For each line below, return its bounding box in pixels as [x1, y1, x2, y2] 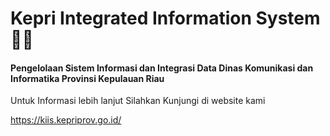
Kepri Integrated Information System [10, 7, 321, 30]
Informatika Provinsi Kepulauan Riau [10, 72, 165, 84]
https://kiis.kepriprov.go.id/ [10, 114, 122, 126]
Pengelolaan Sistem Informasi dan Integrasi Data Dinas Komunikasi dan [10, 62, 314, 74]
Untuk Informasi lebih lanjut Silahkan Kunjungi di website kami [10, 95, 266, 107]
